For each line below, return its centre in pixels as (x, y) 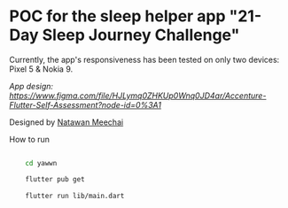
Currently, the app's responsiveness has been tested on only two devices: (144, 59)
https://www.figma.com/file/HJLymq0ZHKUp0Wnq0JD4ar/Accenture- (138, 96)
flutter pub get (55, 179)
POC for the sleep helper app (117, 16)
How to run (30, 139)
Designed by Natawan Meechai (66, 122)
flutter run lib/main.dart (75, 196)
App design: (31, 86)
